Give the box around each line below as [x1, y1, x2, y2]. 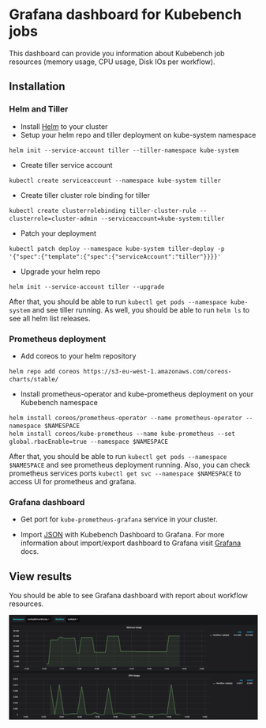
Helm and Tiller [9, 104, 69, 115]
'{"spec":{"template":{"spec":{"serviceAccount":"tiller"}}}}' [9, 252, 222, 260]
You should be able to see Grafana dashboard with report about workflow [9, 591, 248, 601]
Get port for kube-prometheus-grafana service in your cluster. [20, 514, 218, 524]
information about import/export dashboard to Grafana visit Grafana [20, 538, 242, 548]
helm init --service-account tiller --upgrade [9, 282, 165, 290]
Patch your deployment [20, 228, 97, 238]
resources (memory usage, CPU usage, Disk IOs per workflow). [9, 57, 215, 66]
